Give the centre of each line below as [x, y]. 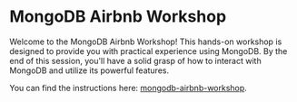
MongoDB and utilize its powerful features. [89, 70]
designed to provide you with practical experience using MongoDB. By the [148, 51]
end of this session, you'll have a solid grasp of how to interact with [135, 60]
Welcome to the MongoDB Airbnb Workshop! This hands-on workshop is [146, 42]
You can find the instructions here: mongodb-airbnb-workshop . [128, 88]
